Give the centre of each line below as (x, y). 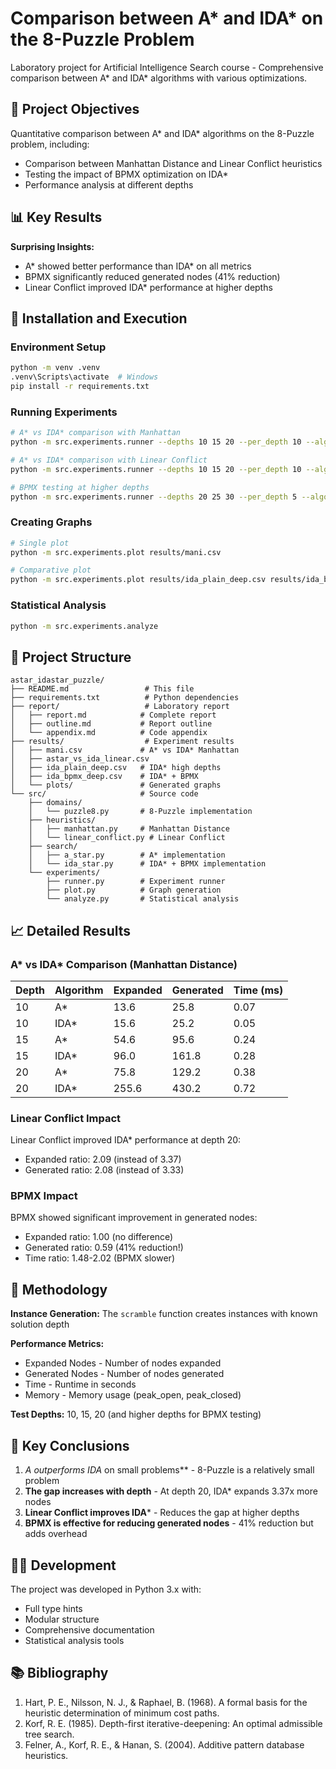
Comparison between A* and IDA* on (167, 18)
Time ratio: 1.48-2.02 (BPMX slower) (99, 1258)
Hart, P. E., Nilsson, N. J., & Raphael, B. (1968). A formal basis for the (166, 1702)
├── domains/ (55, 803)
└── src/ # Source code (104, 794)
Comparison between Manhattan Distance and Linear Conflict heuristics (173, 163)
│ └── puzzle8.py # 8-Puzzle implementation (140, 812)
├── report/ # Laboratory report (120, 707)
